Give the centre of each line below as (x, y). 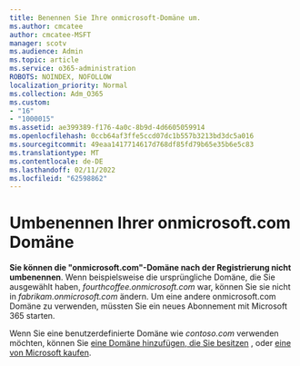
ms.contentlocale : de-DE (56, 161)
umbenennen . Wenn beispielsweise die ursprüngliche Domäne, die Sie (142, 277)
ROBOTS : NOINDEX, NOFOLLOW (60, 77)
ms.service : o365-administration (73, 69)
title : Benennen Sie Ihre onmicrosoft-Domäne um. (105, 18)
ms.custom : (30, 102)
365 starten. (32, 316)
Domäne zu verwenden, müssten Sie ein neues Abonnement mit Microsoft (149, 306)
